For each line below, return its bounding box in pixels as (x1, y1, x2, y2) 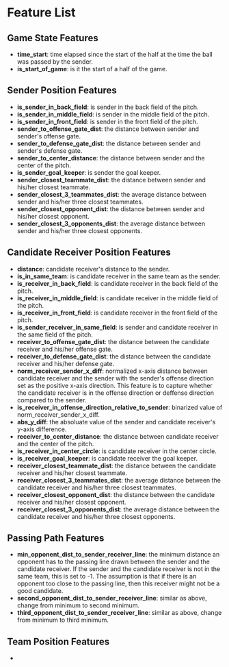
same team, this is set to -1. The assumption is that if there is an (16, 572, 197, 581)
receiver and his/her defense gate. (16, 359, 115, 367)
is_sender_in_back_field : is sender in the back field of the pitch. (16, 103, 199, 111)
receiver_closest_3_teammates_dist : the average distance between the (16, 476, 221, 484)
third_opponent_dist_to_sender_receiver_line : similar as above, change (16, 609, 222, 617)
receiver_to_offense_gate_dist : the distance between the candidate (16, 337, 210, 345)
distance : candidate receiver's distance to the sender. (16, 265, 170, 273)
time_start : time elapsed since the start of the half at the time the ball (16, 50, 213, 58)
